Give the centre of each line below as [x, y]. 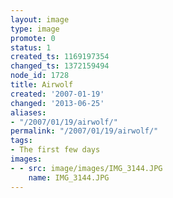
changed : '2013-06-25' [57, 103]
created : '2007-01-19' [57, 94]
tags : [21, 141]
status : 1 [31, 47]
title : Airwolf [42, 85]
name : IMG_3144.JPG [69, 177]
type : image [35, 29]
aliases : [28, 112]
